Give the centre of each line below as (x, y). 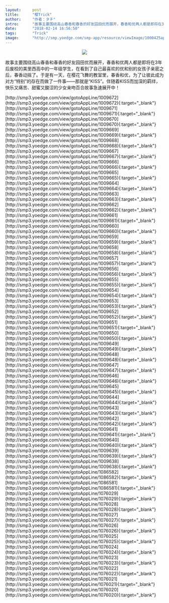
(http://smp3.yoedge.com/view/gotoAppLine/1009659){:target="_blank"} (81, 242)
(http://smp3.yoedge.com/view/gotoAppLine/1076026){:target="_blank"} (81, 531)
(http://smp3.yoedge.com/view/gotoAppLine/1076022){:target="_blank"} (81, 573)
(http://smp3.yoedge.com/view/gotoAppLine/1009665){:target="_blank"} (81, 178)
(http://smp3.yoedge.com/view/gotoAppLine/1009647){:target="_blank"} (81, 370)
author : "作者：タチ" (30, 19)
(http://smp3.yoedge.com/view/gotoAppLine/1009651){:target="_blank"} (80, 327)
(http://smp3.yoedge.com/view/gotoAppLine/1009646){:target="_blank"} (81, 381)
